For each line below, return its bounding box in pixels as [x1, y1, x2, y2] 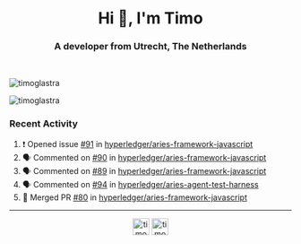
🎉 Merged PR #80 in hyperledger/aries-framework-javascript [21, 192, 248, 203]
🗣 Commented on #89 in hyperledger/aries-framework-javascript [21, 165, 267, 176]
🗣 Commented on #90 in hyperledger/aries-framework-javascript [21, 152, 267, 162]
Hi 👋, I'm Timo [98, 8, 203, 29]
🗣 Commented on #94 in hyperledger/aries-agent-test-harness [21, 179, 260, 189]
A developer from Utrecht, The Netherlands [54, 40, 247, 53]
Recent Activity [9, 118, 79, 130]
